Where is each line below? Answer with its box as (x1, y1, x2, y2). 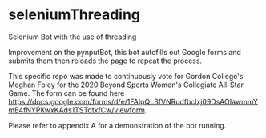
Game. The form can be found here (8, 88, 125, 97)
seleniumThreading (8, 6, 141, 24)
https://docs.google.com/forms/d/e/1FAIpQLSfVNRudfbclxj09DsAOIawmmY (8, 97, 259, 106)
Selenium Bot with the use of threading (8, 32, 137, 41)
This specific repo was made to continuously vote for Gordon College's (8, 71, 244, 81)
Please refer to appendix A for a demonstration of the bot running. (8, 120, 227, 130)
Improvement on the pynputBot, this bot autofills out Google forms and (8, 47, 242, 57)
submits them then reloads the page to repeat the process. (8, 56, 203, 65)
